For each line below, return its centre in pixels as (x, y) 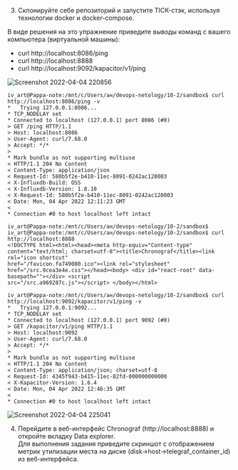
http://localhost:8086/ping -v (54, 101)
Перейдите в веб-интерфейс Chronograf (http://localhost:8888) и (116, 429)
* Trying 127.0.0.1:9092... (52, 308)
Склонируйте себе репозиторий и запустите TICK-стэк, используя (119, 10)
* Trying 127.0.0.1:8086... (52, 108)
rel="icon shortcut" (38, 258)
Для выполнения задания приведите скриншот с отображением (116, 444)
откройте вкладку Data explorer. (66, 436)
